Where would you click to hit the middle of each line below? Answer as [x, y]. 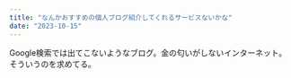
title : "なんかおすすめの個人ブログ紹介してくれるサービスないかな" [121, 17]
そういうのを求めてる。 [53, 64]
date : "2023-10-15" [46, 26]
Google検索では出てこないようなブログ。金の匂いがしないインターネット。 [148, 52]
